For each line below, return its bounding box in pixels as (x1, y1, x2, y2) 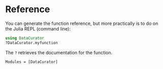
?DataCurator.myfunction (5, 40, 58, 45)
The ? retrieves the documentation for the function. (5, 49, 113, 55)
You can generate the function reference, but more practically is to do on (5, 20, 158, 26)
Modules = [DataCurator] (5, 59, 58, 64)
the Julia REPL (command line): (5, 25, 71, 31)
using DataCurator (5, 36, 44, 41)
